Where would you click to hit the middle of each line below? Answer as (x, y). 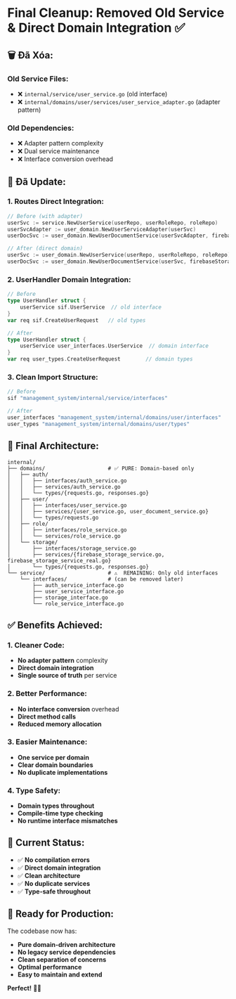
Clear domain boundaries (55, 765)
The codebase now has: (42, 931)
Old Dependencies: (41, 128)
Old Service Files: (38, 79)
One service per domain (53, 757)
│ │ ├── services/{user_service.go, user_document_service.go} (108, 511)
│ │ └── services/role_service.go (64, 536)
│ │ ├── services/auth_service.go (64, 486)
